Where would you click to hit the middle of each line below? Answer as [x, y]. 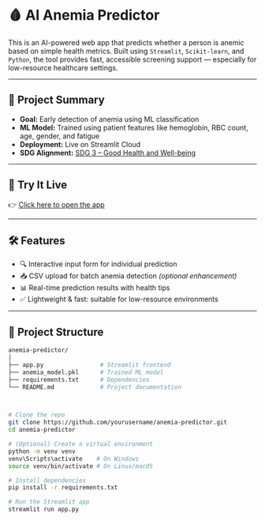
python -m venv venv [42, 451]
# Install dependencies [47, 480]
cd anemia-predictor [42, 430]
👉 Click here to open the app [56, 204]
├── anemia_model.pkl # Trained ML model [86, 372]
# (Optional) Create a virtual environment [81, 444]
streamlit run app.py [44, 510]
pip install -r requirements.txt [63, 488]
